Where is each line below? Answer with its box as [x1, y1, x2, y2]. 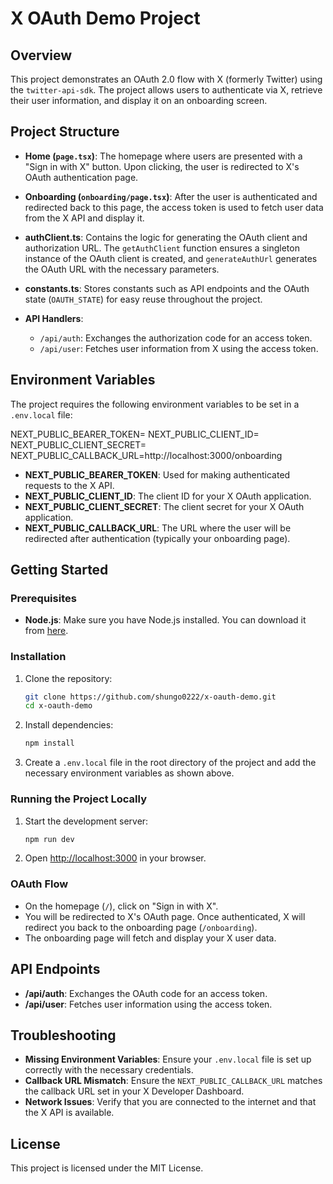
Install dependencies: [24, 719, 114, 731]
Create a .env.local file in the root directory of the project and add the [24, 757, 317, 769]
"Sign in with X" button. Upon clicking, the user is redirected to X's [24, 160, 300, 172]
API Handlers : [24, 312, 84, 324]
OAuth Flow [10, 877, 69, 891]
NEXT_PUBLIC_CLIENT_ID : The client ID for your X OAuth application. [24, 490, 312, 502]
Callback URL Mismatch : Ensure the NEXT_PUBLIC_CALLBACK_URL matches [24, 1075, 323, 1087]
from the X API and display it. [24, 212, 145, 224]
